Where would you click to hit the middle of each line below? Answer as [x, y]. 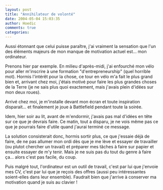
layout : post [18, 10]
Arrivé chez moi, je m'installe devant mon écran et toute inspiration [73, 102]
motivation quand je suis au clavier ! [41, 182]
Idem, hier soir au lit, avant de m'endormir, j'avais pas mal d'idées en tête [79, 116]
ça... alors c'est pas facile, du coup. [41, 157]
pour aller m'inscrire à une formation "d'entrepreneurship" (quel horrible [78, 71]
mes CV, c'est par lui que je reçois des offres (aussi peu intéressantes [75, 172]
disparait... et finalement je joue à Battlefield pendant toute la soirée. [74, 107]
